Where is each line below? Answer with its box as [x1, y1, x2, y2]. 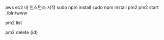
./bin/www [5, 10, 28, 16]
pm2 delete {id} [5, 29, 38, 35]
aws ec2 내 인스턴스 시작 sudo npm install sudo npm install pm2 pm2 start [5, 4, 159, 10]
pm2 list [5, 19, 22, 25]
